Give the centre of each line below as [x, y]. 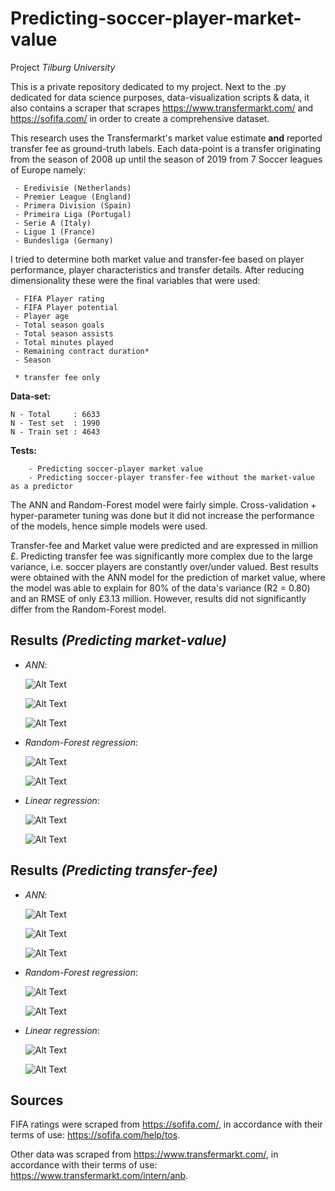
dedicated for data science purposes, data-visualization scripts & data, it [160, 97]
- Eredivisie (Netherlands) [73, 188]
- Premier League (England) [73, 197]
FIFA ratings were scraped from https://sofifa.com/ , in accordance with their [166, 1124]
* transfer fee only [57, 377]
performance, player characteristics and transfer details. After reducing [157, 269]
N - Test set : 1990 [55, 423]
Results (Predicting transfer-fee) [114, 870]
